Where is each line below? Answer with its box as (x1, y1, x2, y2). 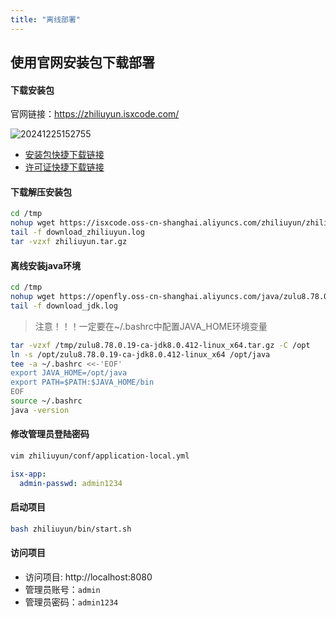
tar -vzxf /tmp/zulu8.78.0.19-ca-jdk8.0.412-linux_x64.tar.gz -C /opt (10, 340, 311, 350)
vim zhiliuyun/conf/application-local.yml (10, 451, 190, 461)
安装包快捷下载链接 (24, 149, 105, 161)
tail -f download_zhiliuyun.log (10, 227, 145, 238)
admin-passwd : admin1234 (19, 478, 123, 488)
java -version (10, 405, 70, 415)
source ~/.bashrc (10, 396, 83, 406)
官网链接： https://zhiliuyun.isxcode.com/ (10, 108, 180, 120)
